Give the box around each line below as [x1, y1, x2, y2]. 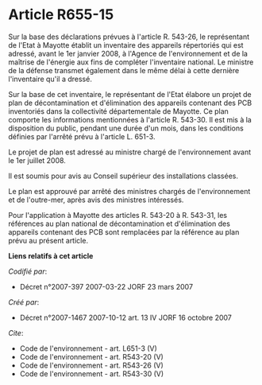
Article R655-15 [8, 6, 114, 24]
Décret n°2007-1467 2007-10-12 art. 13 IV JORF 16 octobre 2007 [19, 313, 232, 322]
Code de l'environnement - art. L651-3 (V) [19, 344, 157, 353]
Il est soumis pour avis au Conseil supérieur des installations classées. [8, 171, 238, 181]
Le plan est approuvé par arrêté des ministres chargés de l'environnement [8, 186, 251, 196]
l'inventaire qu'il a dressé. [8, 74, 93, 84]
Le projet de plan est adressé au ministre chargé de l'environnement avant [8, 147, 252, 157]
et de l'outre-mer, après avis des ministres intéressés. [8, 195, 184, 204]
